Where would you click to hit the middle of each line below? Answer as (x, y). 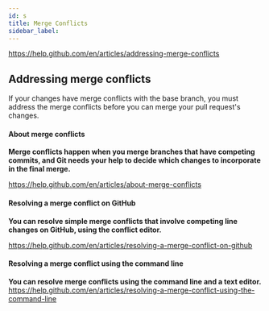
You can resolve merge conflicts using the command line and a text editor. (135, 281)
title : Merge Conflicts (48, 23)
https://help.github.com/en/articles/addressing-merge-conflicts (114, 54)
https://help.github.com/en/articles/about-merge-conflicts (105, 185)
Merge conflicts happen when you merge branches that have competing (132, 152)
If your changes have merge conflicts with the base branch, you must (124, 98)
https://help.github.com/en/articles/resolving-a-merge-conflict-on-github (130, 245)
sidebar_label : (34, 31)
